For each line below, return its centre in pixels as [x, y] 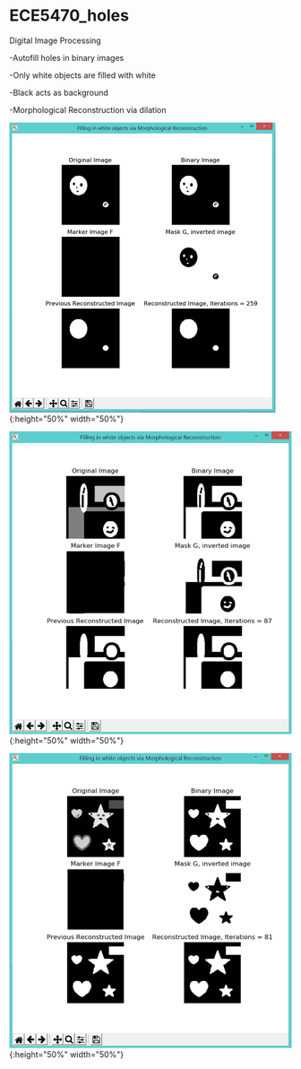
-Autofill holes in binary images [67, 57]
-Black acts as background [59, 92]
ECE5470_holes [69, 16]
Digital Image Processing [55, 40]
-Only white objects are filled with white [83, 75]
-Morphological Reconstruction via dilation [88, 109]
